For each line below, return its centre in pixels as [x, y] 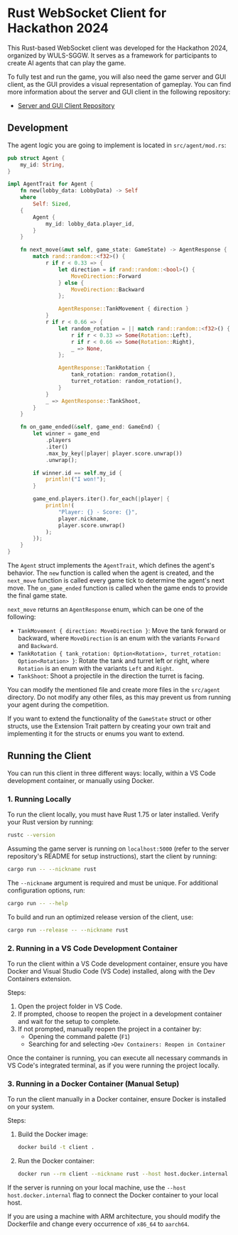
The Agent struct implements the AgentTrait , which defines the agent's [111, 565]
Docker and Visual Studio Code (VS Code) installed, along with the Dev [111, 971]
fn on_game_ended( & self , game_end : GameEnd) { [90, 427]
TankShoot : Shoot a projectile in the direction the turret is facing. [111, 676]
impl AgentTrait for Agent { [50, 184]
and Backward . [38, 646]
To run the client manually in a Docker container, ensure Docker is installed [117, 1099]
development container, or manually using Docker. [81, 780]
